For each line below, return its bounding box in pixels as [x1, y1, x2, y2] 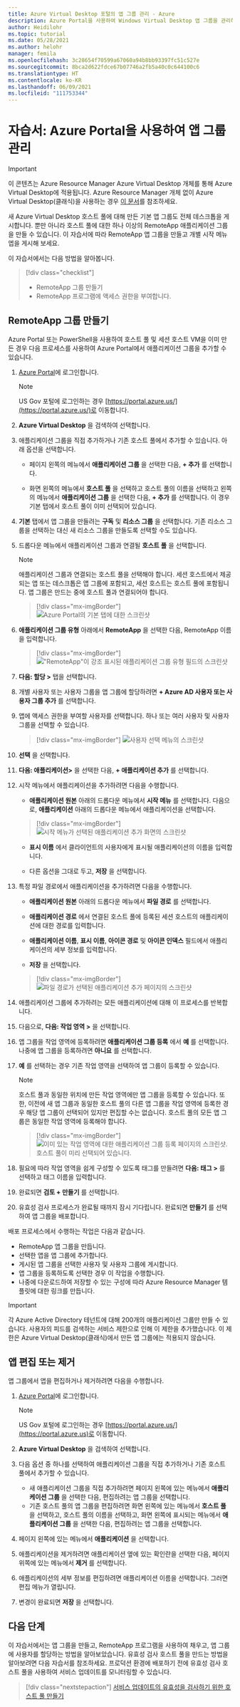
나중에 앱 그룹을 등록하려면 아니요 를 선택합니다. [18, 1046, 152, 1055]
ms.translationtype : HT [8, 70, 79, 77]
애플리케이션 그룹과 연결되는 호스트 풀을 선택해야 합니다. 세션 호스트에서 [18, 570, 219, 578]
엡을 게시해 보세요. [8, 239, 60, 248]
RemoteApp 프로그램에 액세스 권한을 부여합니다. [36, 292, 172, 301]
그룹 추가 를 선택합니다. [31, 696, 96, 705]
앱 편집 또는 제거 [8, 1356, 75, 1368]
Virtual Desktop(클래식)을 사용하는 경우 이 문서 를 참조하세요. [8, 197, 178, 206]
